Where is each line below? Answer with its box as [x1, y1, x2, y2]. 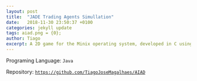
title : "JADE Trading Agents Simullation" [6, 14, 114, 20]
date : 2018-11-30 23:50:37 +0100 [6, 19, 93, 25]
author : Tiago [6, 36, 41, 41]
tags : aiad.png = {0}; [6, 30, 62, 36]
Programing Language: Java [6, 57, 73, 64]
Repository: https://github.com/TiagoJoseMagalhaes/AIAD [6, 68, 145, 75]
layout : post [6, 8, 38, 15]
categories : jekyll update [6, 24, 72, 31]
